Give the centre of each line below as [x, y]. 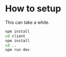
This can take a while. [27, 22]
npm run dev [17, 50]
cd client [15, 36]
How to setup [33, 9]
